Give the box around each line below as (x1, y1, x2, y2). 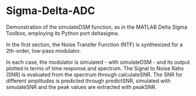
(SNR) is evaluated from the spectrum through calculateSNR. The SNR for (6, 71, 183, 78)
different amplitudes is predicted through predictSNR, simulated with (6, 77, 171, 84)
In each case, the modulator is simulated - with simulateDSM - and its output (6, 59, 190, 66)
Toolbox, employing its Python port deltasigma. (6, 29, 120, 36)
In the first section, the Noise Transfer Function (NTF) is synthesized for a (6, 41, 183, 48)
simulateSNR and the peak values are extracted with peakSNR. (6, 83, 157, 90)
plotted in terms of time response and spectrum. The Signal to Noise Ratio (6, 64, 184, 71)
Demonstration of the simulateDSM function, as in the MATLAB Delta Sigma (6, 23, 188, 30)
